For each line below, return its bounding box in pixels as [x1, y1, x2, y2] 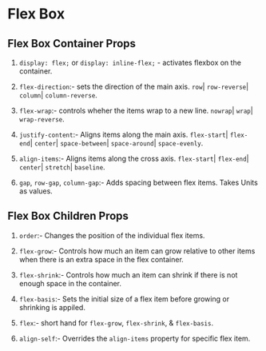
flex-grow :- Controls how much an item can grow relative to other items [18, 245, 256, 256]
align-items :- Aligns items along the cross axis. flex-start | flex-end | [18, 154, 249, 163]
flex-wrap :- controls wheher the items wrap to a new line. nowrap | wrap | [18, 106, 253, 115]
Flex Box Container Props [7, 37, 137, 50]
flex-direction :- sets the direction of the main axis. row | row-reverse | [18, 82, 249, 91]
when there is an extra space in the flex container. [18, 254, 185, 264]
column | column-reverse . [18, 90, 97, 100]
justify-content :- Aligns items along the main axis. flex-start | [18, 130, 228, 139]
